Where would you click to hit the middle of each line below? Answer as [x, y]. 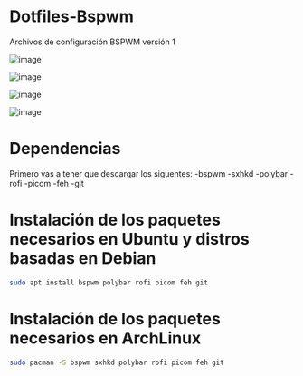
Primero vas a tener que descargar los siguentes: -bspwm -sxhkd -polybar [149, 173]
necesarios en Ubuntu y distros [130, 240]
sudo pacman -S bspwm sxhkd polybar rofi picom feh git [117, 362]
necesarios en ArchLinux [105, 338]
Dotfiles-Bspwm [71, 17]
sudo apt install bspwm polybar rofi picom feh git [109, 283]
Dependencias [65, 149]
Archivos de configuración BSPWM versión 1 [93, 42]
